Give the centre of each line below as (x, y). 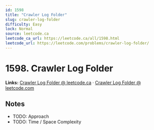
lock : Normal (19, 29)
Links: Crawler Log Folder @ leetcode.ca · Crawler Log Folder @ (73, 83)
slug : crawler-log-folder (33, 19)
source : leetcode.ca (27, 34)
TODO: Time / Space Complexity (47, 122)
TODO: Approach (31, 116)
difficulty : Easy (24, 24)
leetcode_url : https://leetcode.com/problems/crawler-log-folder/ (77, 43)
